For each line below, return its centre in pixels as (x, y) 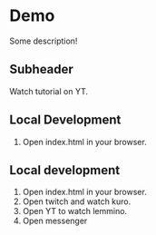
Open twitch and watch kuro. (77, 201)
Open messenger (55, 221)
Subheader (42, 69)
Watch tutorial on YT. (49, 91)
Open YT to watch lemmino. (75, 211)
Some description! (44, 41)
